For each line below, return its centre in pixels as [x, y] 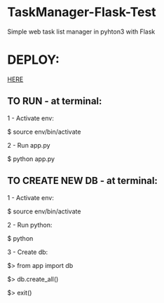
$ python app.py [31, 159]
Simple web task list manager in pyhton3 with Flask [81, 31]
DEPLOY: [33, 60]
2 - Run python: [30, 225]
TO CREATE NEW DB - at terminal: [82, 181]
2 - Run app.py [29, 145]
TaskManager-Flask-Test [82, 12]
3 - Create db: [28, 252]
